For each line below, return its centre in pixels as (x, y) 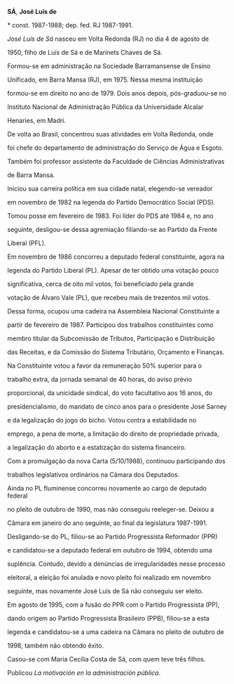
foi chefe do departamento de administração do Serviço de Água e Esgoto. (116, 148)
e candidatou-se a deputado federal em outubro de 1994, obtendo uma (110, 550)
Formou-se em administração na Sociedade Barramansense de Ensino (109, 66)
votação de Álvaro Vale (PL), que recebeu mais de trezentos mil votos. (109, 297)
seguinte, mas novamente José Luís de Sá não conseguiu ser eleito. (105, 591)
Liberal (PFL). (27, 243)
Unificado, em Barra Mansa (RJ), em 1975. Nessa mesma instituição (105, 79)
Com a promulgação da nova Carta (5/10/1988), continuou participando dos (116, 461)
